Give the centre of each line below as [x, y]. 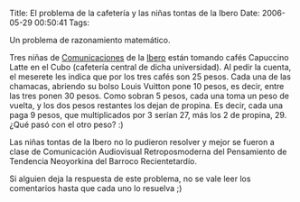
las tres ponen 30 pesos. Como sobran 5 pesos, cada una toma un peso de [149, 96]
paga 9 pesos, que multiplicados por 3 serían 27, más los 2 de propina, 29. [148, 115]
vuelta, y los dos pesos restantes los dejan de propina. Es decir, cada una [146, 106]
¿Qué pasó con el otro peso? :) [66, 124]
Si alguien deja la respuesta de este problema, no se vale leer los [130, 179]
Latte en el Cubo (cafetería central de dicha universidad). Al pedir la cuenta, [150, 67]
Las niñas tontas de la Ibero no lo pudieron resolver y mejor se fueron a [142, 142]
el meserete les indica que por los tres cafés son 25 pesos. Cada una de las [150, 77]
